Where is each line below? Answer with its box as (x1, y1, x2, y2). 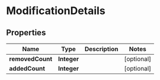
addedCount (9, 65, 46, 72)
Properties (6, 28, 46, 38)
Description (84, 45, 119, 53)
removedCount (9, 55, 53, 63)
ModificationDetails (6, 4, 105, 18)
